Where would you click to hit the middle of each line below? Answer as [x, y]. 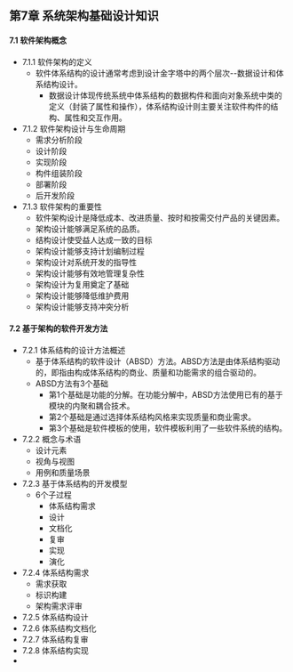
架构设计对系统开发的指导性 [86, 262]
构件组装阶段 [59, 173]
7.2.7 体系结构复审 [55, 639]
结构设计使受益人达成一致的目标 [94, 239]
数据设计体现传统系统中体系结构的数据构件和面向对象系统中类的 [165, 95]
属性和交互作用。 [95, 117]
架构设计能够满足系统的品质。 [90, 229]
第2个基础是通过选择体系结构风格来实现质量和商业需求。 [152, 417]
